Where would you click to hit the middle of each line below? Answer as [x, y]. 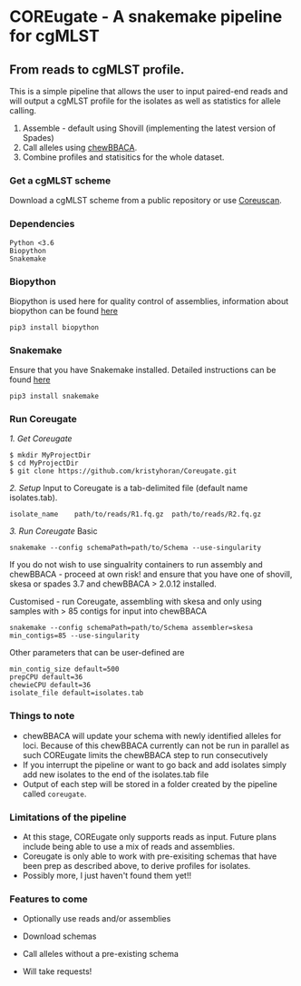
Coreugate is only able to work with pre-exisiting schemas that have [150, 856]
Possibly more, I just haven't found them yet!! [107, 876]
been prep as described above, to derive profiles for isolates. [136, 866]
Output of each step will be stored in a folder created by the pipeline [150, 784]
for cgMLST [54, 36]
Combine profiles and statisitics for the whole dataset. [123, 157]
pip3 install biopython [54, 327]
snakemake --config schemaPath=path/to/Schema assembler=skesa [131, 628]
